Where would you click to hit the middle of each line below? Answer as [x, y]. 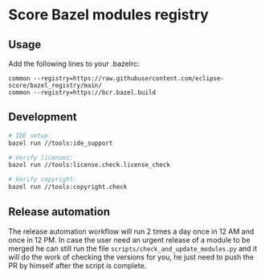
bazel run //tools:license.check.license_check [90, 165]
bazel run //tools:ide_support [61, 143]
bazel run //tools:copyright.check [68, 187]
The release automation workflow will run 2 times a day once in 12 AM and [131, 231]
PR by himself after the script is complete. [77, 265]
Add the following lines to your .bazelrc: [74, 63]
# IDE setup [28, 135]
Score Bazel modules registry [108, 15]
